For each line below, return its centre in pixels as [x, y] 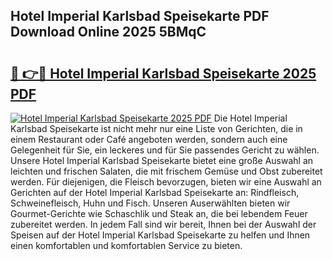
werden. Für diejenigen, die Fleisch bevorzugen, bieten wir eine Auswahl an [166, 182]
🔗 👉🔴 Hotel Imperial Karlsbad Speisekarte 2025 [163, 73]
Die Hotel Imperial [250, 118]
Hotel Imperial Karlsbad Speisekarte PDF [140, 16]
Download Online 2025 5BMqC [108, 32]
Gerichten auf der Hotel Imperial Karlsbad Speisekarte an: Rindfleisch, [155, 192]
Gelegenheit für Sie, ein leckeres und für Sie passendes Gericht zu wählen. [165, 150]
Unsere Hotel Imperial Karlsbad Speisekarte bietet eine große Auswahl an [162, 160]
